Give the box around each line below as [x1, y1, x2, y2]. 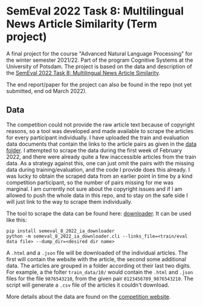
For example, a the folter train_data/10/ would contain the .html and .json [6, 268, 193, 276]
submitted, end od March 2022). [6, 87, 87, 94]
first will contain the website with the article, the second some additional [6, 255, 186, 262]
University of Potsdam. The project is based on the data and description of [6, 62, 192, 70]
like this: [6, 216, 27, 223]
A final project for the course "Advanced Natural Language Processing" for [6, 50, 193, 57]
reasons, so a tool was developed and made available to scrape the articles [6, 127, 194, 134]
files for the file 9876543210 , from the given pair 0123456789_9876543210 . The [6, 275, 194, 282]
